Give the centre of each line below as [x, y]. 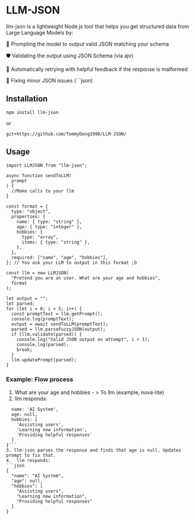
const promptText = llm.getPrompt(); [57, 314]
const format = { [27, 206]
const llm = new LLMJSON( [37, 273]
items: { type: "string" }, [56, 242]
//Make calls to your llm [43, 191]
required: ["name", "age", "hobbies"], [60, 257]
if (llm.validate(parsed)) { [47, 334]
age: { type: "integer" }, [49, 227]
